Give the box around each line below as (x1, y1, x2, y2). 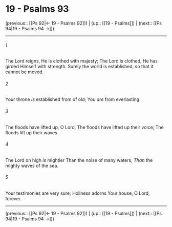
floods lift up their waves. (5, 129, 59, 136)
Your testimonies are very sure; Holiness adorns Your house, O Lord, (5, 190, 150, 196)
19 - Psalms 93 (5, 3, 69, 15)
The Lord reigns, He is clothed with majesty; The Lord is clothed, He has (5, 58, 158, 64)
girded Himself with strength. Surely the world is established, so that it (5, 64, 154, 70)
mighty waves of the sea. (5, 162, 59, 169)
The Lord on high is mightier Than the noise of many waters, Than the (5, 157, 153, 163)
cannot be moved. (5, 69, 44, 75)
